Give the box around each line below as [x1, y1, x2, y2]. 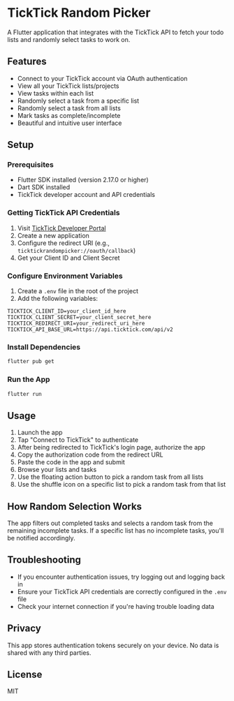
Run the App [7, 375, 50, 385]
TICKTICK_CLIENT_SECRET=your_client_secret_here [7, 314, 152, 321]
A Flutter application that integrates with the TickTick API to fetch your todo [7, 28, 224, 36]
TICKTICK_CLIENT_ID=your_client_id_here [7, 308, 127, 315]
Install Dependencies [7, 342, 81, 352]
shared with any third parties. [7, 648, 92, 657]
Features [7, 56, 47, 68]
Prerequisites [7, 160, 54, 170]
